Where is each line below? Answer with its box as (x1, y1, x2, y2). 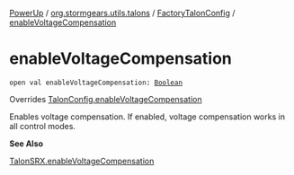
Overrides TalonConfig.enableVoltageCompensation (9, 93, 202, 104)
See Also (9, 138, 43, 149)
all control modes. (9, 120, 76, 131)
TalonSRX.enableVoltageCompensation (9, 155, 155, 166)
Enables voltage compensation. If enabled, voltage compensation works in (9, 111, 286, 122)
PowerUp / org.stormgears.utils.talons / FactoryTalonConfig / (9, 8, 236, 18)
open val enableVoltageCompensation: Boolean (9, 78, 183, 87)
